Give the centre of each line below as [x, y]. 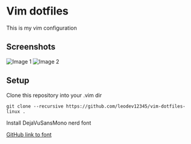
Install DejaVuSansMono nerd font [49, 123]
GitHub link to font [29, 134]
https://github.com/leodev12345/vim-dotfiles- [126, 106]
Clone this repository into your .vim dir [54, 95]
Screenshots [31, 47]
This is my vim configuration [42, 28]
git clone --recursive [35, 106]
